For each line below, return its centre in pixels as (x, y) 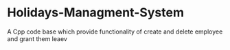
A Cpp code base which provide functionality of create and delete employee (115, 32)
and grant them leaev (37, 38)
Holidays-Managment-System (95, 13)
